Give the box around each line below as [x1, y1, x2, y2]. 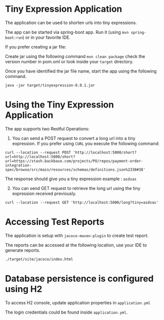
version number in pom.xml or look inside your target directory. [5, 58, 134, 64]
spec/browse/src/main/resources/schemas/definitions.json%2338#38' [5, 167, 146, 172]
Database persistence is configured [5, 273, 154, 284]
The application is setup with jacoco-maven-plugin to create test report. [5, 232, 149, 239]
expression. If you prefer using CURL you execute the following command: [12, 140, 160, 146]
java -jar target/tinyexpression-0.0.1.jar [5, 82, 95, 88]
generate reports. [5, 247, 41, 253]
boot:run [5, 35, 23, 40]
